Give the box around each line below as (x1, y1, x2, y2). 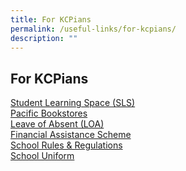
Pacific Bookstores (10, 107, 88, 120)
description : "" (10, 33, 78, 43)
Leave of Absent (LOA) (10, 118, 105, 130)
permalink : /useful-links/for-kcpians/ (10, 24, 177, 34)
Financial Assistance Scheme (10, 129, 132, 141)
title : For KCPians (10, 14, 92, 25)
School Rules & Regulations (10, 139, 123, 151)
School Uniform (10, 150, 75, 162)
